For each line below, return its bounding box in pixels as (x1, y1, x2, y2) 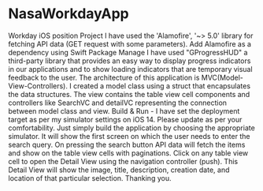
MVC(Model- (201, 73, 244, 82)
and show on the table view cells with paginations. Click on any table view (8, 148, 249, 158)
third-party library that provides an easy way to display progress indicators (8, 56, 251, 66)
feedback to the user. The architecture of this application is (8, 73, 200, 82)
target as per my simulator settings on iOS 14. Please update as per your (8, 114, 243, 124)
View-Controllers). (8, 81, 69, 91)
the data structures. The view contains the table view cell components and (8, 89, 250, 99)
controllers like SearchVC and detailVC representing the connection (8, 98, 227, 107)
